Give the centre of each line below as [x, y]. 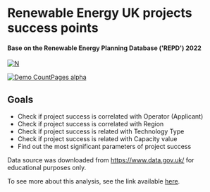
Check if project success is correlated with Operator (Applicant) [110, 116]
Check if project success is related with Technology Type [101, 131]
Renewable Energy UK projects [100, 13]
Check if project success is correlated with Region [91, 124]
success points [53, 28]
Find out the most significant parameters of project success [104, 147]
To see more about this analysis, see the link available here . [94, 181]
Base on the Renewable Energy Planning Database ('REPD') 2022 [105, 48]
